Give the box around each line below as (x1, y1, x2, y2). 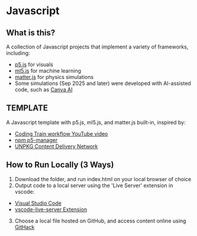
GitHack (14, 223, 35, 231)
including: (6, 50, 31, 57)
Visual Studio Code (14, 199, 62, 206)
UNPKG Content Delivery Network (14, 143, 98, 150)
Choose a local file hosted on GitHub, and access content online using (14, 217, 186, 224)
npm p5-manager (14, 136, 58, 143)
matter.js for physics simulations (14, 74, 93, 80)
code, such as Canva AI (14, 86, 73, 93)
